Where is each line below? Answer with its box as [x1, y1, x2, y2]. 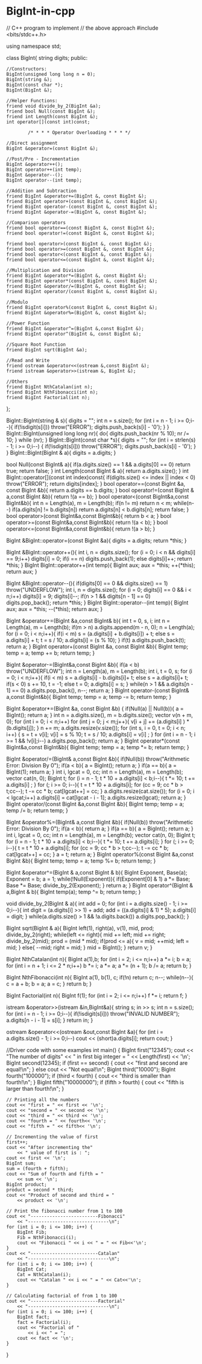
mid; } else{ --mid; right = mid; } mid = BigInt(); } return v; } [6, 944, 153, 951]
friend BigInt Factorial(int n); [6, 394, 90, 400]
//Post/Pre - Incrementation [6, 156, 80, 162]
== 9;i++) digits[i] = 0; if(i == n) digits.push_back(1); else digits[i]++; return [6, 555, 193, 562]
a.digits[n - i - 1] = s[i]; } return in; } [6, 1016, 93, 1024]
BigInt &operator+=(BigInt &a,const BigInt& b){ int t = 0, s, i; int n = [6, 617, 171, 624]
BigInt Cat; [17, 1266, 47, 1273]
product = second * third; [6, 1187, 74, 1193]
